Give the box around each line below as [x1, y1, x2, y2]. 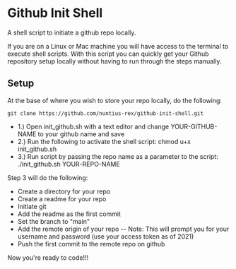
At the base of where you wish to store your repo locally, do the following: [7, 96, 223, 104]
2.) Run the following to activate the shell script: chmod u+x [17, 137, 191, 145]
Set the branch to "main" [17, 217, 90, 225]
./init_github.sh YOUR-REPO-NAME [17, 160, 120, 168]
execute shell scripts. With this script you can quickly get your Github [7, 49, 209, 58]
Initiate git [17, 202, 47, 210]
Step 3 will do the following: [7, 173, 88, 181]
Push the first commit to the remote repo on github [17, 239, 165, 248]
